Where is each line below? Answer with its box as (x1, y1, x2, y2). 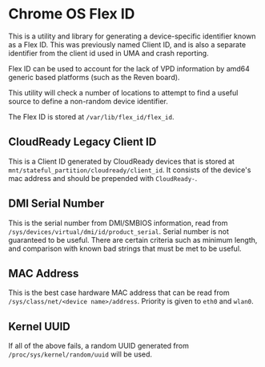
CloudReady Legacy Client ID (8, 135, 157, 149)
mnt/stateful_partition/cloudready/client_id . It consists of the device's (8, 165, 251, 175)
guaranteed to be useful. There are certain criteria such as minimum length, (8, 235, 258, 244)
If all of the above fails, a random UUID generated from (8, 341, 190, 351)
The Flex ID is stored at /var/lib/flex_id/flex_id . (8, 111, 175, 121)
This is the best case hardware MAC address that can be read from (8, 288, 230, 297)
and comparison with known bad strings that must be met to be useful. (8, 244, 242, 253)
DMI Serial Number (8, 197, 105, 211)
